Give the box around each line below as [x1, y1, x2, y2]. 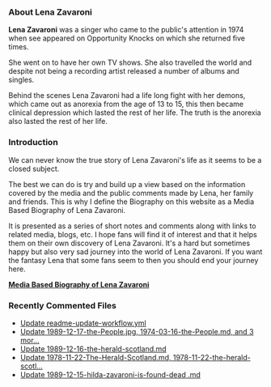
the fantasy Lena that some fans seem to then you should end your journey [8, 255, 259, 265]
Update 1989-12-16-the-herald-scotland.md [19, 343, 167, 354]
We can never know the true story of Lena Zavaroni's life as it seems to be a [8, 155, 262, 164]
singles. [8, 75, 35, 85]
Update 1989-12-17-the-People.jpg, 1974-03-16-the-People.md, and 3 [19, 326, 254, 336]
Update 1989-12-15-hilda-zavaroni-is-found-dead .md [19, 369, 201, 379]
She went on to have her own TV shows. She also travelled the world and [8, 57, 252, 67]
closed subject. [8, 164, 60, 173]
